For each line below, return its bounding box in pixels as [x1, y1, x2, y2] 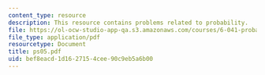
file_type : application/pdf [8, 33, 101, 41]
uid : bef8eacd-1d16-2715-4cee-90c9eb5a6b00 [8, 55, 154, 63]
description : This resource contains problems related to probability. [8, 19, 248, 27]
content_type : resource [8, 11, 87, 20]
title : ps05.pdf [8, 48, 62, 55]
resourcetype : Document [8, 41, 87, 48]
